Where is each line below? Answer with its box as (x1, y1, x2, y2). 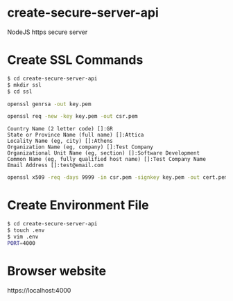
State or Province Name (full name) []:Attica (7, 132, 144, 139)
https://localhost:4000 (7, 286, 71, 294)
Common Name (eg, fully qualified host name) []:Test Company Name (7, 156, 207, 163)
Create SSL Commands (7, 52, 144, 68)
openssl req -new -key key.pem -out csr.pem (7, 113, 138, 120)
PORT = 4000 (7, 239, 36, 247)
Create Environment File (7, 198, 149, 213)
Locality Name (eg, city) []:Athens (7, 137, 113, 145)
